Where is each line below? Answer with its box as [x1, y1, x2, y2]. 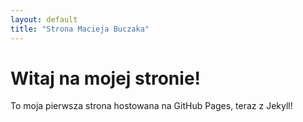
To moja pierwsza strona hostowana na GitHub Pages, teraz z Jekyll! [10, 100, 293, 112]
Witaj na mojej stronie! [10, 67, 202, 90]
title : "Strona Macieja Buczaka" [10, 24, 150, 34]
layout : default [10, 14, 78, 25]
